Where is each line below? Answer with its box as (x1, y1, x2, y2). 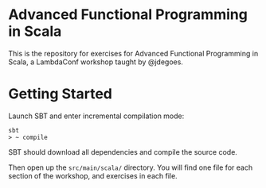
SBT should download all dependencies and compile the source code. (8, 147, 237, 156)
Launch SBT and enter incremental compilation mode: (8, 111, 185, 121)
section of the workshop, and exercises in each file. (8, 171, 178, 180)
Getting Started (8, 85, 113, 103)
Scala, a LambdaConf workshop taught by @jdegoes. (8, 57, 183, 67)
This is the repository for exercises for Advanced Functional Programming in (8, 48, 259, 58)
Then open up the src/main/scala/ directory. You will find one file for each (8, 163, 253, 172)
